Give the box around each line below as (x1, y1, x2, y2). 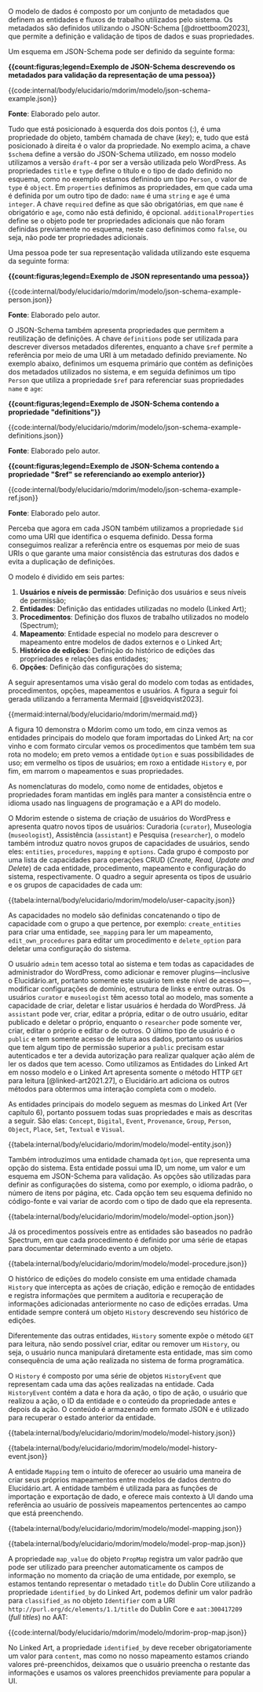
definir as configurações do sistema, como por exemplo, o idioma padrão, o (8, 1180, 254, 1189)
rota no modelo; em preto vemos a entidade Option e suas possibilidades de (8, 749, 254, 759)
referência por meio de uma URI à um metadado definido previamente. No (8, 351, 247, 359)
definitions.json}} (8, 431, 64, 440)
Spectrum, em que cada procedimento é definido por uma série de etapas (8, 1235, 248, 1245)
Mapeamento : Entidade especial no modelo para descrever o (19, 629, 219, 638)
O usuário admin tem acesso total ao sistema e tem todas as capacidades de (8, 959, 254, 968)
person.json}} (8, 295, 53, 304)
